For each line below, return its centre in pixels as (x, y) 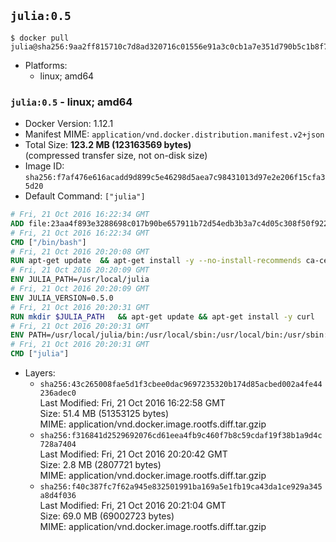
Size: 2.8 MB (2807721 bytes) (100, 465)
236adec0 (58, 393)
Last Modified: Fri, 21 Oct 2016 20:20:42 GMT (133, 454)
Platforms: (46, 65)
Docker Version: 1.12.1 (69, 124)
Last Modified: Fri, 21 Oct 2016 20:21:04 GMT (133, 506)
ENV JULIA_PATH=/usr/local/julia (80, 280)
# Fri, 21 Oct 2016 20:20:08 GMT (80, 251)
